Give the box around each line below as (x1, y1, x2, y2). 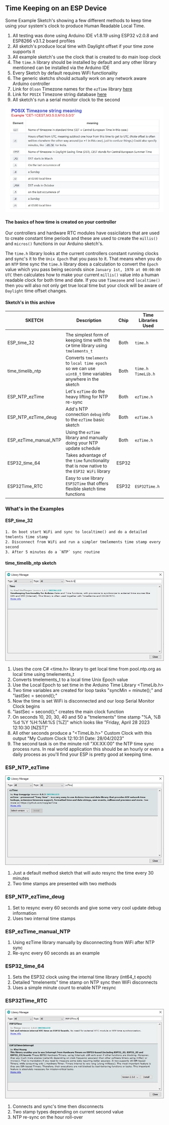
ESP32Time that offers (65, 480, 109, 487)
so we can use (65, 365, 96, 371)
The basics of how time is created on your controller (5, 219, 117, 225)
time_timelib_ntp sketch (5, 560, 57, 566)
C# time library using (65, 342, 107, 349)
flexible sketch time (65, 486, 106, 492)
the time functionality (65, 457, 110, 463)
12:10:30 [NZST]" (12, 725, 49, 731)
